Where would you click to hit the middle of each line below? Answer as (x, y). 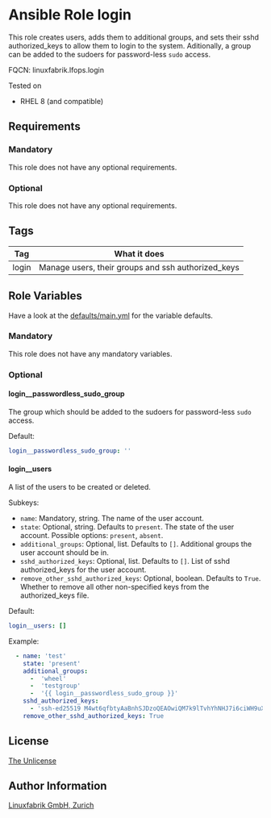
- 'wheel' (48, 678)
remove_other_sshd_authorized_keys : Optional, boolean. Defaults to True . (140, 578)
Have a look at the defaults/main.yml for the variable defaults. (111, 315)
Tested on (25, 86)
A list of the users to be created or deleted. (80, 487)
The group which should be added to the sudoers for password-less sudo (130, 411)
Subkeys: (24, 503)
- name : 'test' (41, 656)
